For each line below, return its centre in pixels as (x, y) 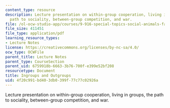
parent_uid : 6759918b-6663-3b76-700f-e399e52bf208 (60, 66)
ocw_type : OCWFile (25, 52)
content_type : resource (30, 10)
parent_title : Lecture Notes (36, 57)
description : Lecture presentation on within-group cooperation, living (83, 15)
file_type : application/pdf (35, 33)
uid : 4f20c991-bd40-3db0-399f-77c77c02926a (52, 80)
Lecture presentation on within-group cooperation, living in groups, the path (84, 94)
